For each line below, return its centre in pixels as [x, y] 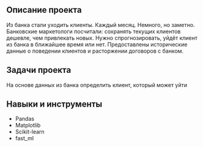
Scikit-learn [30, 132]
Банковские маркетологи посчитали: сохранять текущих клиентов [94, 31]
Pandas [25, 119]
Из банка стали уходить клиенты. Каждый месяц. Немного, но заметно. [101, 24]
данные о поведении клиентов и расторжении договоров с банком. [95, 51]
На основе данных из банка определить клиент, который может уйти [97, 85]
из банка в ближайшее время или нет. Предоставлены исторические [97, 44]
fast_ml [24, 138]
